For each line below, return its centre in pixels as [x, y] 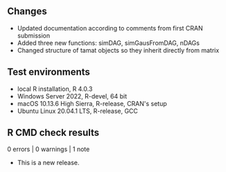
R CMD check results [53, 133]
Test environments [49, 72]
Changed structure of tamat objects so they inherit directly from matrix [118, 50]
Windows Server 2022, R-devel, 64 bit [72, 96]
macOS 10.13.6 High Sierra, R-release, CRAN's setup [92, 103]
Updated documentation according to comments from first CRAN [110, 28]
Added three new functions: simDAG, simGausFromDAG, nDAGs [108, 43]
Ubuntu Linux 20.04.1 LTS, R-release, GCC [78, 111]
